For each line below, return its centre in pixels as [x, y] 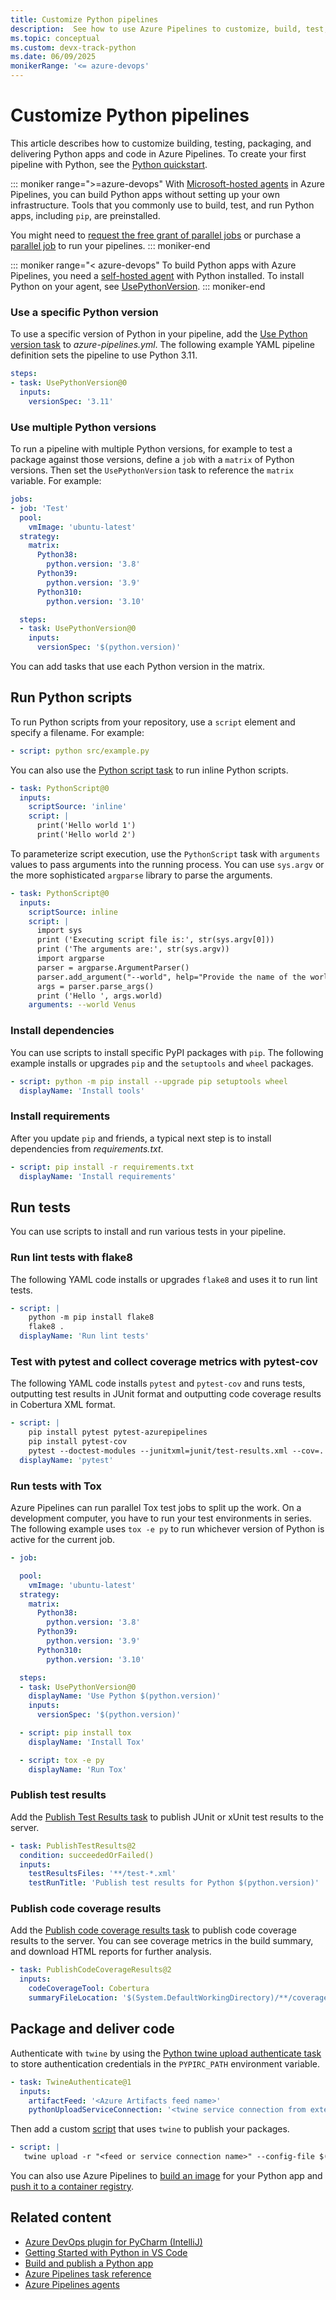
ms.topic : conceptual [55, 38]
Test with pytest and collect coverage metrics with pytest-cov [164, 1361]
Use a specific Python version [84, 312]
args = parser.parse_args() [95, 986]
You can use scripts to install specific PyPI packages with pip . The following [167, 1052]
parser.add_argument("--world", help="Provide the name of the [171, 977]
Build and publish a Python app [89, 2263]
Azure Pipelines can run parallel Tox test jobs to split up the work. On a [156, 1508]
